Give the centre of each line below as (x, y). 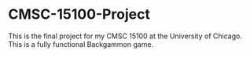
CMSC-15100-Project (79, 14)
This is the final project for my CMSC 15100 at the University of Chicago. (125, 36)
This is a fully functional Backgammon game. (81, 44)
